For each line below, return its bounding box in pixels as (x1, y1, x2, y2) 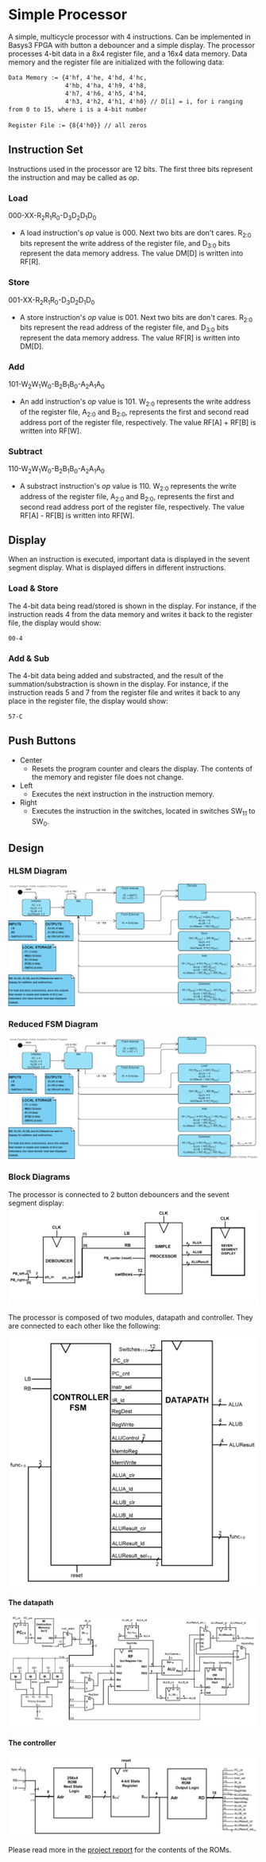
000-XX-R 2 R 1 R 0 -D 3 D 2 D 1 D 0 (8, 211, 97, 222)
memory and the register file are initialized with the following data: (8, 57, 225, 67)
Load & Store (8, 583, 59, 594)
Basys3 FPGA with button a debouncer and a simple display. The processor (8, 40, 256, 49)
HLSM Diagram (8, 865, 67, 876)
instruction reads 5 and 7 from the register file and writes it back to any (8, 687, 241, 697)
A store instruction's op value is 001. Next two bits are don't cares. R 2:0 (19, 312, 253, 324)
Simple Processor (8, 6, 128, 24)
